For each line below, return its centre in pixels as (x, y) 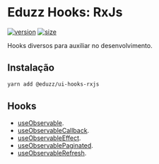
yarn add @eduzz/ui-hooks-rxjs (53, 84)
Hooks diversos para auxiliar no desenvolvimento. (80, 45)
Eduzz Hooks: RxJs (65, 12)
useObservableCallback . (53, 131)
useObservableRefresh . (52, 153)
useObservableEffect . (49, 138)
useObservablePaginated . (55, 146)
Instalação (31, 68)
